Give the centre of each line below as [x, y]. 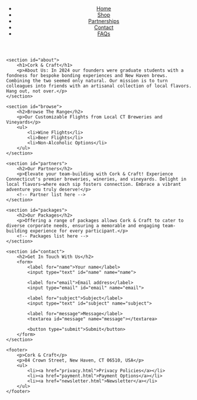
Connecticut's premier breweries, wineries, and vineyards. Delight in [96, 179]
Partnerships [104, 21]
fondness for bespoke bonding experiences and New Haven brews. [87, 76]
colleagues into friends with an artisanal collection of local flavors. [99, 86]
